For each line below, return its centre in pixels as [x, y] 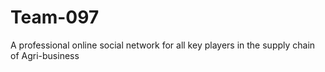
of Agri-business [45, 55]
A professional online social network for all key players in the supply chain [163, 45]
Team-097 [55, 17]
